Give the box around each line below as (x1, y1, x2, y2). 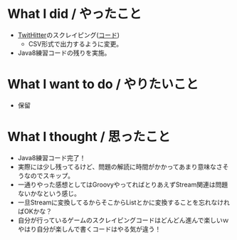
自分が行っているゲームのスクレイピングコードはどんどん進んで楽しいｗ (17, 216, 229, 224)
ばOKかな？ (17, 207, 52, 215)
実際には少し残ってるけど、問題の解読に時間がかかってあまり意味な (17, 162, 217, 171)
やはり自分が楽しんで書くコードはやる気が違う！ (17, 224, 162, 233)
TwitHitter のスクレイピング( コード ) (17, 31, 120, 39)
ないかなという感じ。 (17, 189, 80, 197)
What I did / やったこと (7, 6, 142, 22)
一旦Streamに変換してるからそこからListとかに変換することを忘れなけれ (17, 198, 230, 207)
